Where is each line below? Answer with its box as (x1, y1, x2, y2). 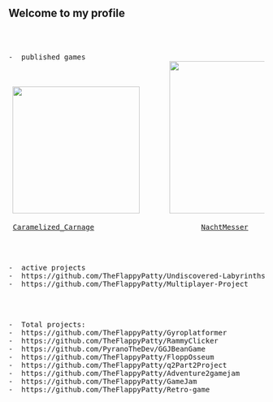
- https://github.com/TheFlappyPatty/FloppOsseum (8, 352, 214, 361)
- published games (8, 52, 86, 62)
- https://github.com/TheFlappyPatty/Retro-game (8, 385, 210, 394)
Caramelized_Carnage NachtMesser (12, 223, 249, 231)
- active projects (8, 263, 86, 272)
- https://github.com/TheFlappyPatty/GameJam (8, 377, 197, 386)
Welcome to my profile (8, 6, 126, 20)
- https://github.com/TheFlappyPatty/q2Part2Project (8, 361, 227, 370)
